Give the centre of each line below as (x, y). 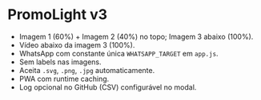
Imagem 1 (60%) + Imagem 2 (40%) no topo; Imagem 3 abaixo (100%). (136, 37)
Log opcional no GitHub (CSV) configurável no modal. (108, 87)
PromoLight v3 (58, 15)
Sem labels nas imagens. (60, 62)
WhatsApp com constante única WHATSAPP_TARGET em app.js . (118, 53)
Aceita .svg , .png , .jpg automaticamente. (87, 70)
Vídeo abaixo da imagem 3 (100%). (77, 44)
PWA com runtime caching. (64, 79)
